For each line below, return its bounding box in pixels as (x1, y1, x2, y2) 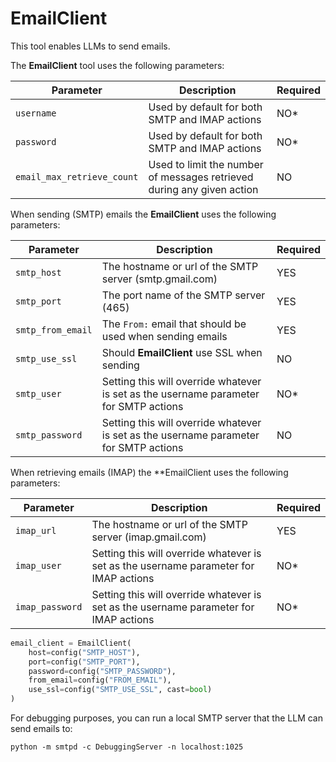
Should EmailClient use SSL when (101, 345, 263, 359)
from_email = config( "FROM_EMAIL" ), (28, 675, 172, 686)
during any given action (148, 182, 259, 196)
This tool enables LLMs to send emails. (10, 40, 171, 52)
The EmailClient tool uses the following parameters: (10, 59, 225, 71)
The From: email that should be (101, 317, 247, 331)
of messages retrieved (148, 170, 254, 184)
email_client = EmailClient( (10, 638, 132, 648)
